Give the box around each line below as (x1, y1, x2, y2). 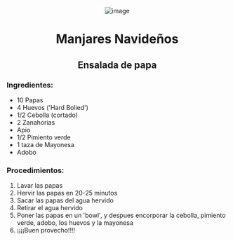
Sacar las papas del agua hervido (16, 196, 114, 205)
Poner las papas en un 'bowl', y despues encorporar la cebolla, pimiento (16, 211, 226, 220)
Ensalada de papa (77, 59, 157, 71)
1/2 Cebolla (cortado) (16, 111, 79, 119)
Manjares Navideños (55, 32, 179, 47)
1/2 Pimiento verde (16, 133, 71, 142)
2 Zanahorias (16, 118, 55, 126)
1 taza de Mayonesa (16, 140, 75, 149)
